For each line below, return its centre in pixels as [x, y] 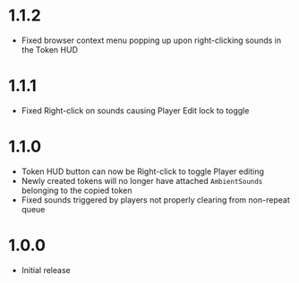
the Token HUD [49, 49]
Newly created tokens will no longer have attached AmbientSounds [142, 180]
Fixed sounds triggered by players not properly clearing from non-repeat [155, 200]
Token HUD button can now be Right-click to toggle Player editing [143, 171]
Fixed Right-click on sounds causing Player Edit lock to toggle [135, 110]
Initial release [46, 270]
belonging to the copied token [77, 190]
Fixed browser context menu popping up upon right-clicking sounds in [151, 40]
